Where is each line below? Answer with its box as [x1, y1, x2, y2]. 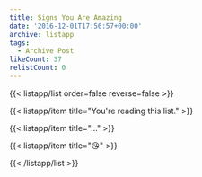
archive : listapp [9, 30, 75, 39]
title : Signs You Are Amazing [9, 13, 123, 22]
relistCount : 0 [9, 64, 66, 73]
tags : [9, 38, 30, 48]
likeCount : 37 [9, 55, 63, 64]
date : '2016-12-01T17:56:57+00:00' [9, 22, 143, 31]
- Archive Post [17, 47, 75, 56]
